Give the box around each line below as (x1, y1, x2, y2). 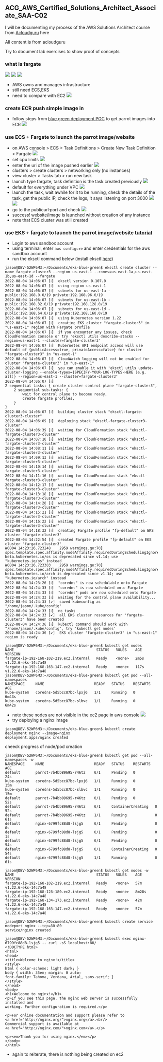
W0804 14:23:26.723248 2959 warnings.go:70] (5, 546, 103, 551)
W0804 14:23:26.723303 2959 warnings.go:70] (5, 563, 103, 568)
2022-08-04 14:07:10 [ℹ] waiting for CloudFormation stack (5, 437, 128, 442)
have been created (26, 617, 64, 622)
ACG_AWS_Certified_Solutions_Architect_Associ (5, 4, 156, 12)
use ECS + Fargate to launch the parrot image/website (5, 134, 135, 141)
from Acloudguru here (5, 29, 49, 36)
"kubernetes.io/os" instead (5, 559, 62, 563)
